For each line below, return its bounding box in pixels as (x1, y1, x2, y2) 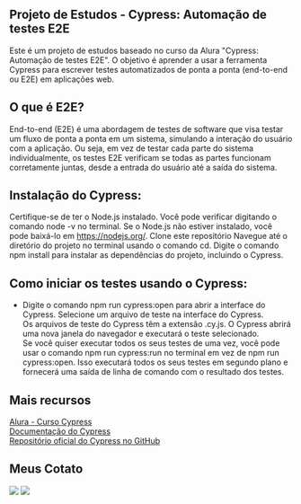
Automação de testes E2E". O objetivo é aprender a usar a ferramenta (9, 54, 268, 66)
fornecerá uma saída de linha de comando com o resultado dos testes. (22, 367, 285, 377)
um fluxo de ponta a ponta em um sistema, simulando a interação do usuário (9, 133, 293, 144)
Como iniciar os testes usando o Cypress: (9, 276, 248, 291)
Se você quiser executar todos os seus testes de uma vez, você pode (22, 338, 280, 349)
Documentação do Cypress (9, 426, 111, 437)
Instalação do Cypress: (9, 188, 142, 203)
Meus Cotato (9, 462, 84, 477)
